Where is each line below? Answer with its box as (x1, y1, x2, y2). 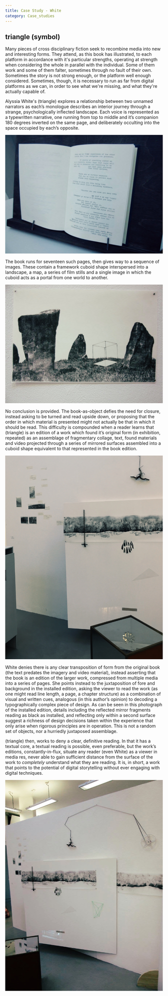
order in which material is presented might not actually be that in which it (5, 419, 155, 425)
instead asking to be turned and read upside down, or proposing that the (5, 414, 155, 420)
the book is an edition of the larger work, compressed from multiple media (5, 675, 158, 681)
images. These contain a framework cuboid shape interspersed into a (5, 264, 148, 270)
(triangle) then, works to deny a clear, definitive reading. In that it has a (5, 738, 151, 744)
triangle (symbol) (5, 33, 60, 41)
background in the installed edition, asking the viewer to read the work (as (5, 686, 158, 692)
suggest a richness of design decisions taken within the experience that (5, 718, 153, 724)
